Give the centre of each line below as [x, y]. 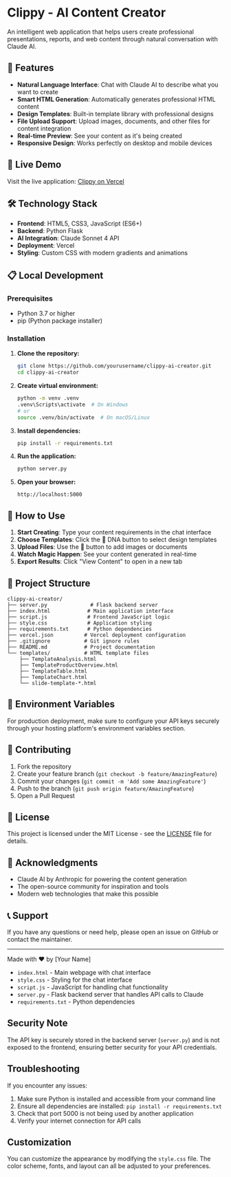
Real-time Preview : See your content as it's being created [99, 136]
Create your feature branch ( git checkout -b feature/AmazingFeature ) [117, 774]
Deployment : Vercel [46, 246]
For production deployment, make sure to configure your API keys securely [113, 721]
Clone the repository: [48, 354]
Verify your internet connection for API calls [79, 1121]
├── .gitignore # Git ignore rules [73, 641]
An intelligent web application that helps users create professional [101, 32]
